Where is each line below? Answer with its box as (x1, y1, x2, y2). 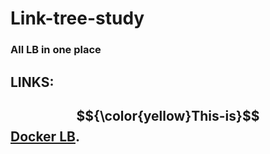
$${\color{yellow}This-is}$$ (76, 107, 260, 124)
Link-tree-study (10, 7, 145, 30)
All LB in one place (10, 43, 102, 57)
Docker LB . (10, 128, 80, 145)
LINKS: (10, 73, 55, 91)
